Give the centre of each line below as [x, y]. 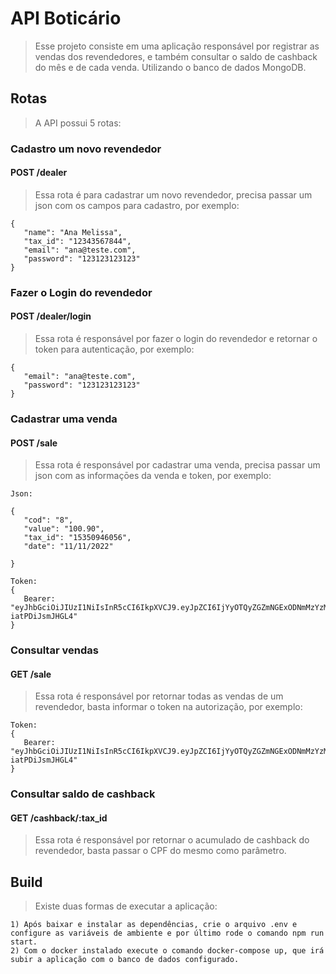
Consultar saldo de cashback [83, 794]
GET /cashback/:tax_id [59, 818]
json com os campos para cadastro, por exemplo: [137, 205]
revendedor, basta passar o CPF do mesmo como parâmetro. [160, 851]
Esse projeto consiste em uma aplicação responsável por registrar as [177, 46]
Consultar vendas [54, 650]
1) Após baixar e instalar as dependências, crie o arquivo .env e [154, 925]
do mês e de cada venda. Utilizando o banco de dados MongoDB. [170, 67]
